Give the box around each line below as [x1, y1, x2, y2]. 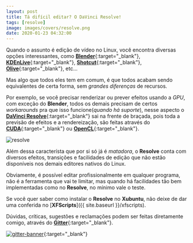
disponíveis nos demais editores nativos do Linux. [6, 160, 126, 167]
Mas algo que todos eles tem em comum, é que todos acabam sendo [6, 77, 173, 84]
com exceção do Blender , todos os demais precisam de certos [6, 100, 158, 107]
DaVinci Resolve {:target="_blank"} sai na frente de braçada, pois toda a [6, 112, 180, 120]
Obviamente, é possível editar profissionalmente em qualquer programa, [6, 172, 181, 179]
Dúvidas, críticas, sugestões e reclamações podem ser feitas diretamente [6, 213, 184, 220]
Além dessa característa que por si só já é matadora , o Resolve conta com [6, 148, 187, 155]
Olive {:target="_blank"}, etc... [6, 65, 78, 72]
